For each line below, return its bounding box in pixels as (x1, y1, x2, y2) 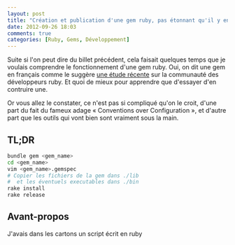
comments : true (7, 29, 52, 37)
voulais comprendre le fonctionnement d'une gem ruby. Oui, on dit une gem (7, 63, 226, 71)
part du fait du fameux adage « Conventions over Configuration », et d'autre (7, 106, 227, 115)
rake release (7, 192, 45, 199)
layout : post (7, 10, 45, 17)
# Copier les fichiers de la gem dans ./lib (7, 172, 139, 179)
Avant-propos (7, 211, 70, 223)
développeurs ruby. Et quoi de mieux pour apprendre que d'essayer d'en (7, 78, 217, 86)
